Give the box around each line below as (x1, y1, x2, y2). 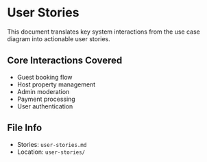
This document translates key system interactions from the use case (7, 27, 201, 36)
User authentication (16, 102, 73, 111)
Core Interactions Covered (7, 55, 123, 67)
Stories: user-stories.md (16, 140, 87, 148)
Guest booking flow (16, 73, 73, 81)
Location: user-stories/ (16, 148, 86, 156)
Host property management (16, 80, 96, 89)
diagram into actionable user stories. (7, 34, 111, 43)
